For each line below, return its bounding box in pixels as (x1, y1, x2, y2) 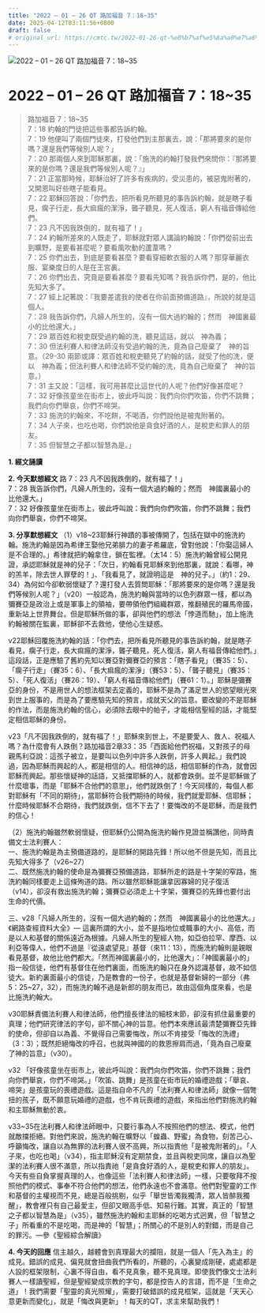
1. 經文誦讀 (8, 457, 43, 467)
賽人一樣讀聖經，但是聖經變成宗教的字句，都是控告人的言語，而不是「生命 (8, 1277, 250, 1286)
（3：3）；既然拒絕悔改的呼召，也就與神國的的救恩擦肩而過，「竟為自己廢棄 (8, 1039, 252, 1048)
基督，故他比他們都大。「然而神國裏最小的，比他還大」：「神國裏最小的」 (21, 953, 254, 962)
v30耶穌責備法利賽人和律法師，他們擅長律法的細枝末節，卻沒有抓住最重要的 (8, 1009, 256, 1019)
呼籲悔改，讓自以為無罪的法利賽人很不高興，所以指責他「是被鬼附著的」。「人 (8, 1142, 257, 1151)
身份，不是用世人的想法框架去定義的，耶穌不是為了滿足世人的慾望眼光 (21, 685, 250, 695)
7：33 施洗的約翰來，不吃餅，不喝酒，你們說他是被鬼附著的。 (27, 411, 229, 420)
